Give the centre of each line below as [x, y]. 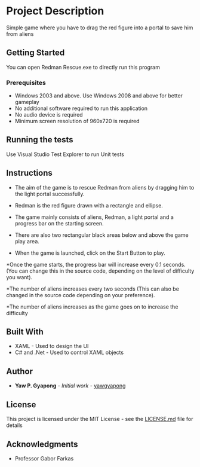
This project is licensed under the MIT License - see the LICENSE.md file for [100, 419]
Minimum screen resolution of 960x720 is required [77, 121]
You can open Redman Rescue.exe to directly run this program [83, 67]
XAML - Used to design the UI [52, 346]
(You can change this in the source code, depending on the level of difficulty [100, 271]
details [14, 425]
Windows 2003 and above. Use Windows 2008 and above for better [99, 96]
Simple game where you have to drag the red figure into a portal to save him [100, 28]
